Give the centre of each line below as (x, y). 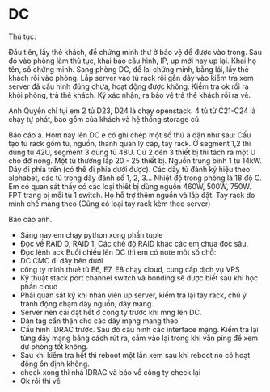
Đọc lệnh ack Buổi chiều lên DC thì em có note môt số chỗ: (118, 252)
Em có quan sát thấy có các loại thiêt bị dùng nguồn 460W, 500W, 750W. (130, 186)
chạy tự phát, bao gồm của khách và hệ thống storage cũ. (105, 119)
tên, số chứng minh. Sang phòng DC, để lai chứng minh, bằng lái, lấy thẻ (129, 69)
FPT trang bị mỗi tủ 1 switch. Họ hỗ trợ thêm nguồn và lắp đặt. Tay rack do (132, 195)
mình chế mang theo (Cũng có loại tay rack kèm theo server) (110, 204)
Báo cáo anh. (30, 219)
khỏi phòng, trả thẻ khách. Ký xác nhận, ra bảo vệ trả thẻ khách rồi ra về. (130, 95)
